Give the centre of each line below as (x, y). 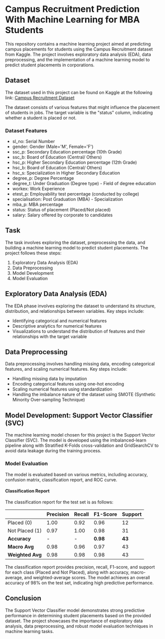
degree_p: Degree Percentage (43, 178)
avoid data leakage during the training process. (53, 451)
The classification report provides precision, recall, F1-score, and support (80, 567)
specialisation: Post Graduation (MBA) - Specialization (67, 199)
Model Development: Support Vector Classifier (79, 415)
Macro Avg (21, 546)
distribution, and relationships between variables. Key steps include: (75, 311)
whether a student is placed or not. (41, 118)
